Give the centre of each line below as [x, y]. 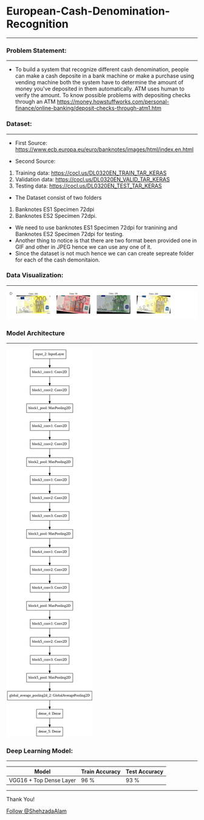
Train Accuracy [101, 771]
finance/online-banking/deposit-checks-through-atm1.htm [88, 108]
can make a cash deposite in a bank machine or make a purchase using [104, 76]
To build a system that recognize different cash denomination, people [102, 69]
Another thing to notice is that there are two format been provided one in [106, 240]
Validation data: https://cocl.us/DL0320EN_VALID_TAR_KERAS [92, 179]
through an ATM [35, 102]
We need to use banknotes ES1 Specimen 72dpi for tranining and [96, 227]
